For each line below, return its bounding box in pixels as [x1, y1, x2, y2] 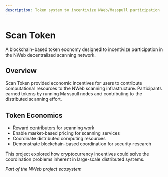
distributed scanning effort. [5, 96, 62, 103]
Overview [5, 66, 37, 75]
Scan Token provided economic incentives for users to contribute [5, 80, 142, 86]
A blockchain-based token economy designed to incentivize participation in [5, 46, 163, 53]
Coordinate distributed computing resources [12, 136, 106, 142]
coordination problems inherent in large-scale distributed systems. [5, 156, 145, 162]
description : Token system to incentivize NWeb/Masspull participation [5, 7, 160, 13]
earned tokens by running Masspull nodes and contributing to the [5, 91, 142, 97]
